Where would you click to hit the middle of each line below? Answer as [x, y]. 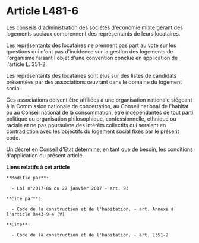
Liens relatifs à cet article [38, 167]
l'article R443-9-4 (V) [36, 214]
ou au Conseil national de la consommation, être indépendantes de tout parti [100, 112]
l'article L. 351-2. [27, 64]
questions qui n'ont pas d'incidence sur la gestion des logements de [90, 51]
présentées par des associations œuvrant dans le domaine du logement [94, 82]
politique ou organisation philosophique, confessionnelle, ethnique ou [91, 119]
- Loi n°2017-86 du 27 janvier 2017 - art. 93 [70, 188]
